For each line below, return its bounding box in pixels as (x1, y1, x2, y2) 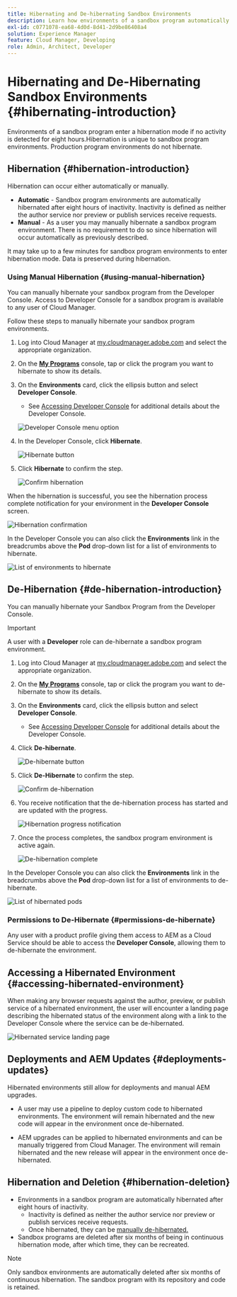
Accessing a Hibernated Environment (7, 966, 175, 978)
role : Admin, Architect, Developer (7, 43, 112, 50)
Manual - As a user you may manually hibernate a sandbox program (17, 217, 217, 227)
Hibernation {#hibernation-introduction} (7, 163, 190, 175)
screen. (7, 507, 30, 516)
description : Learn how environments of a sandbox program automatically (7, 17, 230, 24)
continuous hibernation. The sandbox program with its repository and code (7, 1275, 226, 1284)
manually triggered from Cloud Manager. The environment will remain (17, 1140, 221, 1149)
